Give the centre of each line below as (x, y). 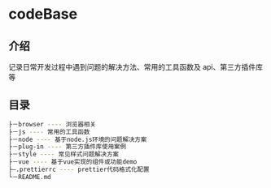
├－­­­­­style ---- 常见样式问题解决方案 (64, 155)
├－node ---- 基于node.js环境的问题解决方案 (78, 139)
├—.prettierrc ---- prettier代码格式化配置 (79, 170)
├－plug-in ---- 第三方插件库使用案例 (68, 147)
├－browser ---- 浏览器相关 (52, 124)
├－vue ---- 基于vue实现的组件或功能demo (73, 162)
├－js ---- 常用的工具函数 (49, 132)
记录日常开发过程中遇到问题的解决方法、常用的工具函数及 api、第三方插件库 (135, 67)
